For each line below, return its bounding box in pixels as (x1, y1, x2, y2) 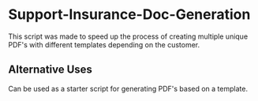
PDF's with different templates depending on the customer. (8, 39, 200, 49)
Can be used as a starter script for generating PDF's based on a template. (8, 84, 249, 93)
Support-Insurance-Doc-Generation (8, 6, 251, 24)
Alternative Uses (8, 63, 93, 77)
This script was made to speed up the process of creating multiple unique (8, 32, 249, 41)
